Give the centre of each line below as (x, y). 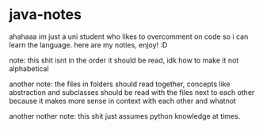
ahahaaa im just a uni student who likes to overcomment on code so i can (129, 36)
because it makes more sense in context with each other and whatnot (123, 101)
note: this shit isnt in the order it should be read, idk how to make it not (124, 60)
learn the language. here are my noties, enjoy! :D (88, 44)
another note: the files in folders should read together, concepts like (120, 84)
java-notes (46, 15)
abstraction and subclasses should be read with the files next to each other (132, 92)
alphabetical (29, 68)
